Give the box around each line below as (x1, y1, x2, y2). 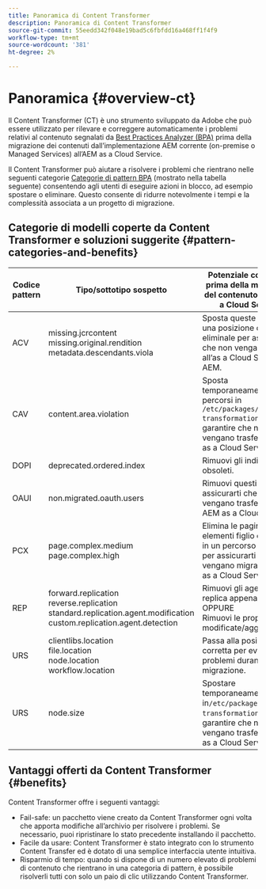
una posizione (201, 322, 255, 333)
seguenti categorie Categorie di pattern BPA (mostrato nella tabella (8, 173, 227, 182)
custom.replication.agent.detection (48, 617, 178, 628)
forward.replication (48, 587, 120, 598)
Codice (13, 279, 41, 290)
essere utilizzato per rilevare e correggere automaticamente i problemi (8, 123, 238, 133)
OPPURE (201, 602, 235, 614)
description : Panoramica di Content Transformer (8, 19, 172, 27)
